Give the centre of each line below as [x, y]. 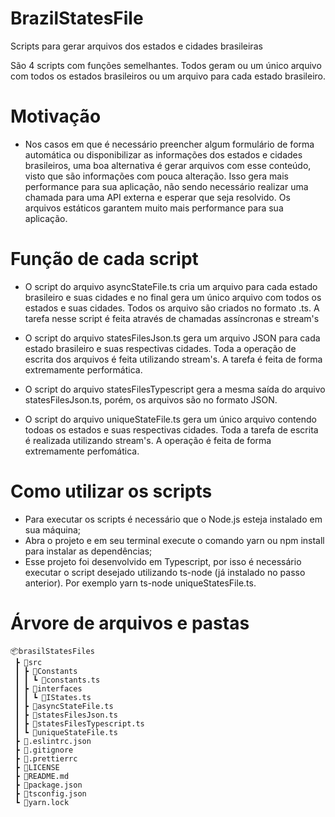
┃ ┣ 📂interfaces [48, 688]
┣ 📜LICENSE [37, 767]
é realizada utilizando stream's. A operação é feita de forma [148, 440]
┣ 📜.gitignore [44, 750]
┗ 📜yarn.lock [42, 802]
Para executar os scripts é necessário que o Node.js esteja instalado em [173, 519]
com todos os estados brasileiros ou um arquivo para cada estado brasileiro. [168, 76]
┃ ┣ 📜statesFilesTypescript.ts [79, 723]
